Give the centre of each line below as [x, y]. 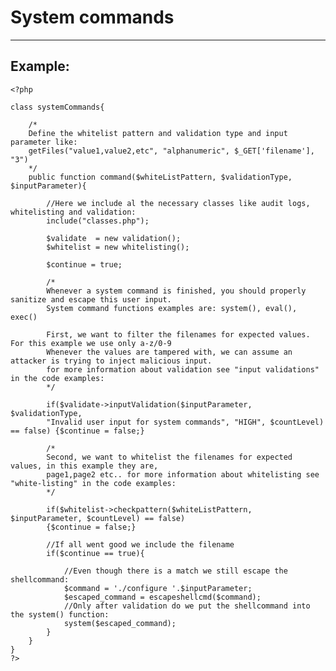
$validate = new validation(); [114, 238]
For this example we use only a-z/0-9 [91, 343]
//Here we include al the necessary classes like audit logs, [178, 203]
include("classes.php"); [98, 221]
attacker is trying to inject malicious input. [111, 361]
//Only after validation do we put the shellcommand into [187, 606]
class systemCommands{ [57, 107]
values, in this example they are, [84, 466]
